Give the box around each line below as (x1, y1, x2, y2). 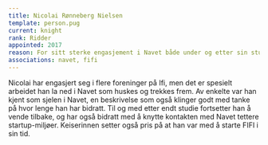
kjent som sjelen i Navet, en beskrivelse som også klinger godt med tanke (8, 95, 250, 104)
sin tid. (8, 128, 30, 138)
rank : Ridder (8, 33, 52, 42)
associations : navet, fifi (8, 57, 98, 65)
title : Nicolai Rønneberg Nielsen (8, 11, 124, 20)
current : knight (8, 26, 62, 34)
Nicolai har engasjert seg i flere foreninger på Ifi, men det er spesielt (8, 77, 233, 88)
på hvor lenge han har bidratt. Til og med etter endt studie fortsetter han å (8, 103, 251, 112)
